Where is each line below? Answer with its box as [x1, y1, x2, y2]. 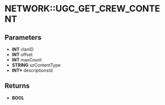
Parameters [4, 33, 42, 42]
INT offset [11, 52, 33, 57]
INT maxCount [11, 57, 42, 62]
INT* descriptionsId [11, 67, 53, 73]
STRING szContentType [11, 62, 61, 68]
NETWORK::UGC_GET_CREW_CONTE [4, 3, 161, 14]
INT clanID [11, 47, 34, 52]
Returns [4, 82, 30, 90]
